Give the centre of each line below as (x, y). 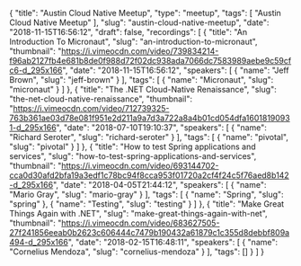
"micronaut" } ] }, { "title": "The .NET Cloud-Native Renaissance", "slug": (143, 89)
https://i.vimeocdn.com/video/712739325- (91, 108)
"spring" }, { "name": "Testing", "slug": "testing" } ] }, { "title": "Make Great (147, 204)
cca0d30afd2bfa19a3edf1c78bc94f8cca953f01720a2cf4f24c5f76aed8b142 (149, 175)
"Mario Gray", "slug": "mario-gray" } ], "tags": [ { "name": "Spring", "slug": (147, 194)
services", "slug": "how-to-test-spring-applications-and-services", (133, 156)
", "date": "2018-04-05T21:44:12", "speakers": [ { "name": (159, 185)
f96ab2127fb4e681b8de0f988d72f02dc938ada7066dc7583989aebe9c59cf (150, 61)
